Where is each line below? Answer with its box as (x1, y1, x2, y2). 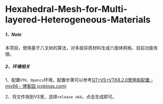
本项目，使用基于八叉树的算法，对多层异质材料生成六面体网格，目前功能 (5, 45, 154, 51)
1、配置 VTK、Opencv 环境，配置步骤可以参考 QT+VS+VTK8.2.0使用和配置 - (5, 77, 153, 83)
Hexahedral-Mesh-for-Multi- (5, 3, 128, 15)
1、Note (5, 31, 22, 37)
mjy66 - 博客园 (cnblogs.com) (5, 83, 67, 89)
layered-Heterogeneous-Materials (5, 14, 151, 25)
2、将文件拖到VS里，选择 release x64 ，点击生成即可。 (5, 94, 117, 100)
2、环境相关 (5, 63, 30, 69)
